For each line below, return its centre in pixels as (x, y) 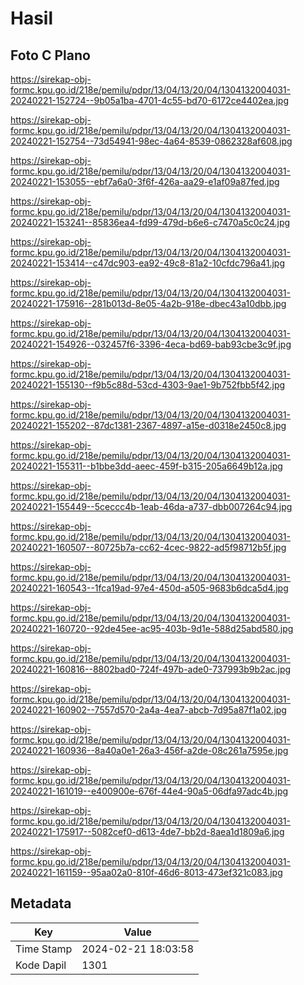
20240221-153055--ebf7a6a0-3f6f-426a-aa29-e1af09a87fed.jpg (145, 181)
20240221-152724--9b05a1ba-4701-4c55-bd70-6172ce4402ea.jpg (150, 100)
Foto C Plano (50, 55)
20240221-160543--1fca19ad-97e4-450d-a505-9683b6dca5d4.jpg (149, 588)
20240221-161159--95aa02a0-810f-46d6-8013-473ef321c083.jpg (146, 872)
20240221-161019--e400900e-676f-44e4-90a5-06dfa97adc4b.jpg (149, 791)
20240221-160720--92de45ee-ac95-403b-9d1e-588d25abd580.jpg (152, 628)
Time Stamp (44, 949)
